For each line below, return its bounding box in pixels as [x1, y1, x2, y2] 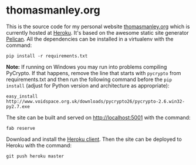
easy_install [6, 93, 38, 99]
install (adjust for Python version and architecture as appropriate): [6, 82, 170, 89]
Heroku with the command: [6, 142, 72, 149]
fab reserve [6, 125, 35, 131]
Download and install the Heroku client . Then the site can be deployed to [6, 136, 182, 143]
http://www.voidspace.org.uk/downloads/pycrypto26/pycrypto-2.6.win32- [6, 98, 185, 105]
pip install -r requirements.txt [6, 53, 88, 59]
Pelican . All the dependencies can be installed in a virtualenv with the [6, 35, 174, 42]
